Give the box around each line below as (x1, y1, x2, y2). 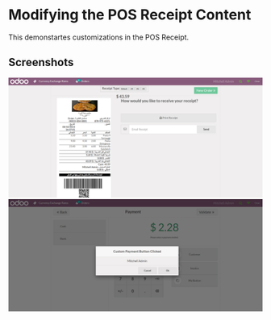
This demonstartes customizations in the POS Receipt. (8, 32, 190, 42)
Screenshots (8, 56, 74, 69)
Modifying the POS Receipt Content (8, 6, 252, 24)
